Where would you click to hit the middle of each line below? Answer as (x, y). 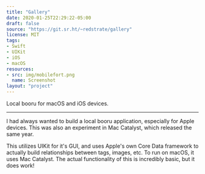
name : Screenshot (34, 80)
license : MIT (23, 35)
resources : (20, 69)
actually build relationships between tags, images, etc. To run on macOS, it (100, 153)
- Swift (16, 47)
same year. (20, 134)
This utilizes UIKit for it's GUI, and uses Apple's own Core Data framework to (103, 146)
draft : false (23, 23)
